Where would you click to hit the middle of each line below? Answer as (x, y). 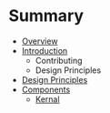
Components (46, 89)
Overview (40, 41)
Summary (46, 16)
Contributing (59, 60)
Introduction (45, 50)
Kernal (47, 99)
